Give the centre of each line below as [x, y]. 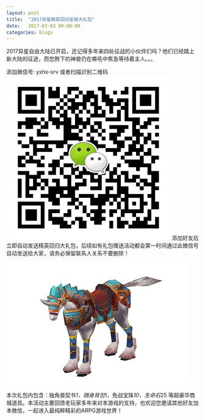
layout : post [23, 13]
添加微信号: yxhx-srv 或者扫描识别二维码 [57, 72]
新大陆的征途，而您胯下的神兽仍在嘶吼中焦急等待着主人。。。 [81, 59]
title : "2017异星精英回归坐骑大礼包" [51, 19]
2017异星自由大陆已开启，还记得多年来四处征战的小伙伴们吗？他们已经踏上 [100, 51]
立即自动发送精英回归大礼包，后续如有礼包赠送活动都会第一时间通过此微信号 [103, 246]
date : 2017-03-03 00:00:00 [43, 26]
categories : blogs [30, 32]
